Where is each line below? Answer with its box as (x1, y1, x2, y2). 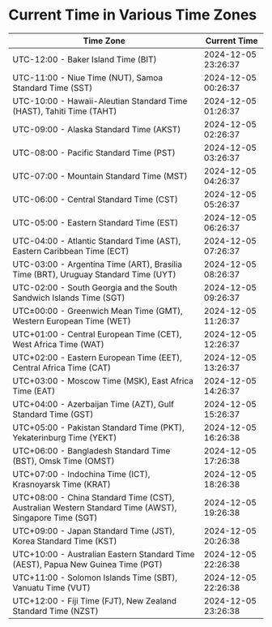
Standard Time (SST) (12, 82, 93, 93)
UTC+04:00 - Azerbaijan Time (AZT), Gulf (12, 398, 174, 410)
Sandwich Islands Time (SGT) (12, 292, 125, 303)
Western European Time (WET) (12, 315, 131, 326)
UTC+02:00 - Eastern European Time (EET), (12, 351, 182, 363)
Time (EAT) (12, 385, 55, 397)
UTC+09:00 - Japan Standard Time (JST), (12, 525, 176, 536)
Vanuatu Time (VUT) (12, 582, 91, 593)
